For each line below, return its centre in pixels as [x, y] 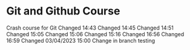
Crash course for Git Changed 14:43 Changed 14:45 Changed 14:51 [90, 28]
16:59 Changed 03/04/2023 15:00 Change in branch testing [81, 40]
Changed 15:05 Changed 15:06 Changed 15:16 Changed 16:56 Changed [95, 34]
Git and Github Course [63, 11]
